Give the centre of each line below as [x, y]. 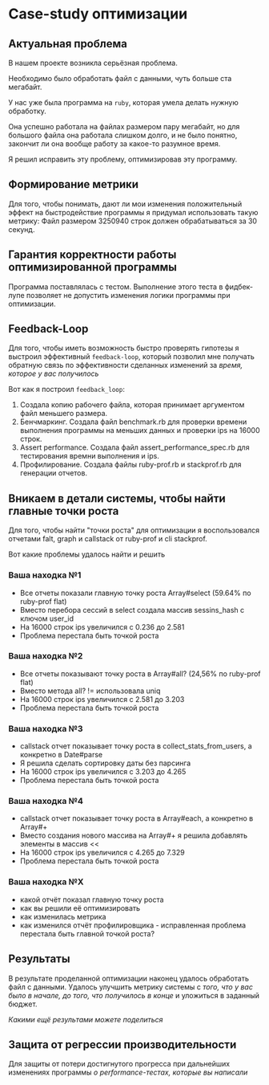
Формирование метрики [73, 184]
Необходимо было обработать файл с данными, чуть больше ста [120, 78]
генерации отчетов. [54, 473]
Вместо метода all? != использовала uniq [90, 691]
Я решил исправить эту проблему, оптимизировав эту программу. [123, 159]
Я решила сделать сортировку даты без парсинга [105, 763]
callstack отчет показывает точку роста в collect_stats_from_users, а [136, 746]
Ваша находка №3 [46, 728]
